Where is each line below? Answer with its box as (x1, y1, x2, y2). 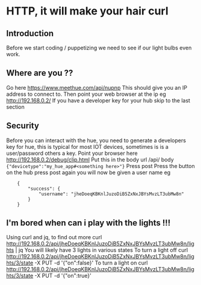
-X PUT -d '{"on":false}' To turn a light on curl (34, 259, 148, 266)
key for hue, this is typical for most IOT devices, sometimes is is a (6, 143, 169, 150)
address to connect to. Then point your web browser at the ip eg (6, 90, 167, 98)
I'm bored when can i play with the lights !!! (6, 218, 171, 228)
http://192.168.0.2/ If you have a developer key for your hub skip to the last (6, 96, 191, 104)
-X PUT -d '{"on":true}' (34, 272, 92, 280)
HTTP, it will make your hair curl (6, 4, 169, 18)
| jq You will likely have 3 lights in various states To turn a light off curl (15, 246, 188, 254)
